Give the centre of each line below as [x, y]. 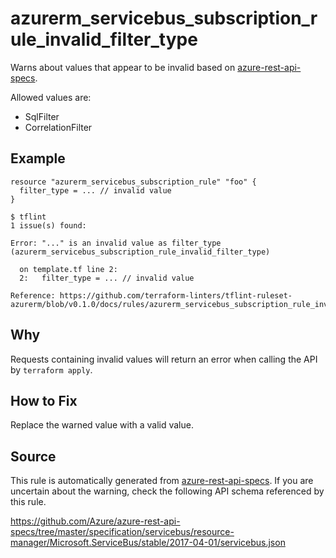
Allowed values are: [51, 97]
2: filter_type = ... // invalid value [107, 278]
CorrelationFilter [58, 127]
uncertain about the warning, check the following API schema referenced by [167, 491]
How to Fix [44, 400]
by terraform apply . [51, 369]
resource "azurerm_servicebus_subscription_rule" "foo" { [133, 182]
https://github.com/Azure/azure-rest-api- [95, 521]
